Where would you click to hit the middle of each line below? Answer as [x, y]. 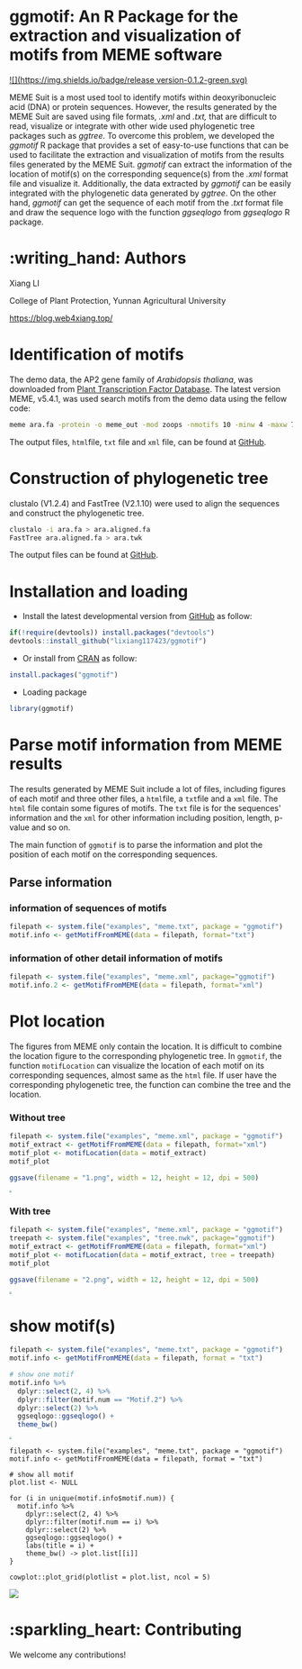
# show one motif [42, 1375]
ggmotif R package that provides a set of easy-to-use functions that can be [149, 145]
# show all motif [42, 1475]
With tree [30, 1211]
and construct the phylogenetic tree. [77, 513]
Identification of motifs [97, 355]
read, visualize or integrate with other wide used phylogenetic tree [132, 126]
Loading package [54, 692]
